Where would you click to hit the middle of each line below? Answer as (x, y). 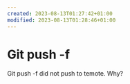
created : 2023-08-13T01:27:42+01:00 (60, 14)
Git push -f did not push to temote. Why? (65, 74)
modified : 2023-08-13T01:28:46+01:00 (62, 20)
